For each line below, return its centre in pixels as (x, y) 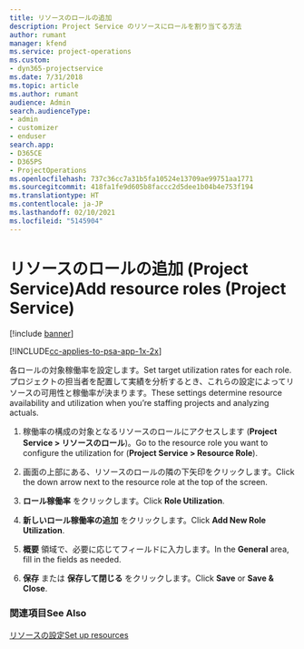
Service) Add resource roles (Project (148, 289)
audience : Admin (40, 102)
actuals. (24, 412)
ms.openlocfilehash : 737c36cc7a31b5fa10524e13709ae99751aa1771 (132, 178)
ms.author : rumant (44, 94)
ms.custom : (30, 60)
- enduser (28, 137)
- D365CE (26, 153)
